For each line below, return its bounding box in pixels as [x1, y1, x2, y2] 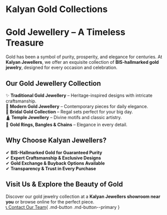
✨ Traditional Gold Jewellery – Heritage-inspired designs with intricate [5, 92, 153, 98]
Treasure [5, 37, 44, 49]
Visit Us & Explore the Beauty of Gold [5, 180, 123, 189]
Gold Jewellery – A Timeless [5, 27, 125, 38]
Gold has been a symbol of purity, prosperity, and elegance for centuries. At [5, 54, 162, 60]
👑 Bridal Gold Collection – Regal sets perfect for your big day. [5, 109, 133, 115]
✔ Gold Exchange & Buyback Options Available [5, 160, 105, 166]
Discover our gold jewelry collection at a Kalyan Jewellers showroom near [5, 193, 160, 199]
